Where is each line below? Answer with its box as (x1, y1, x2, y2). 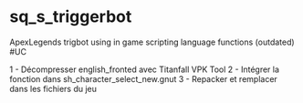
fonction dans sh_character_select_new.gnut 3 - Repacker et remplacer (9, 73, 278, 84)
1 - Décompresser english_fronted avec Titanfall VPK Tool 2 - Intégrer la (9, 64, 280, 75)
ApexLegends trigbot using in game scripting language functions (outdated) (9, 36, 295, 47)
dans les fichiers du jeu (9, 83, 98, 94)
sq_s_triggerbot (9, 6, 132, 27)
